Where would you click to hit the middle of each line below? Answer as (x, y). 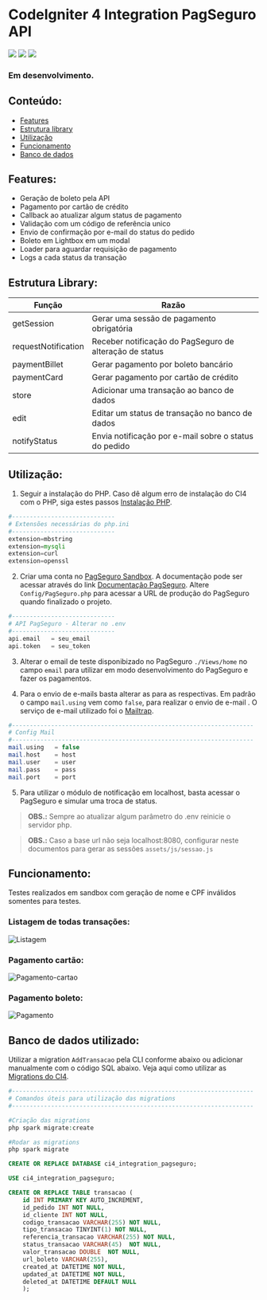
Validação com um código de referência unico (95, 224)
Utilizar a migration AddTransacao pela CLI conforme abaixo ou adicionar (126, 1060)
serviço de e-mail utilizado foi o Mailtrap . (87, 710)
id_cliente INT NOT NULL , (66, 1215)
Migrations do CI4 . (39, 1077)
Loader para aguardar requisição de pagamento (98, 249)
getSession (33, 324)
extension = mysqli (37, 546)
